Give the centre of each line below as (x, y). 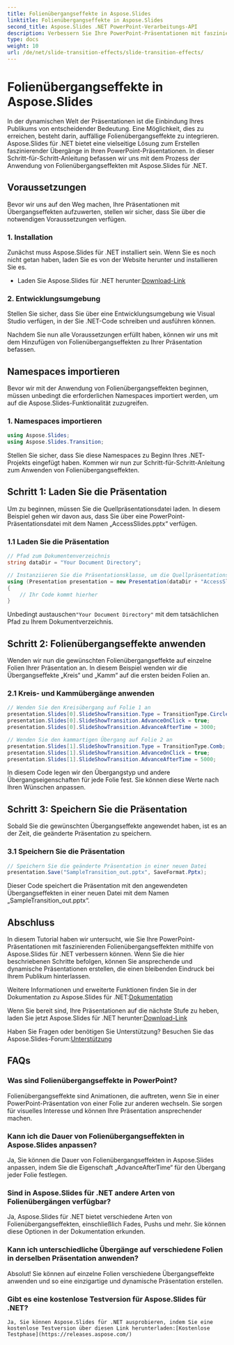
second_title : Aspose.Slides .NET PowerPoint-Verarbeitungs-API (102, 26)
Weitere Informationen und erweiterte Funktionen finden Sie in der (102, 990)
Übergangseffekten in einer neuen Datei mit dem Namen (88, 893)
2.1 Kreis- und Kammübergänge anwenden (81, 693)
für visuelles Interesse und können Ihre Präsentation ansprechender (104, 1110)
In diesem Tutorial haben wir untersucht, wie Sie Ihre (83, 939)
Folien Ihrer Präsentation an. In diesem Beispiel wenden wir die (97, 668)
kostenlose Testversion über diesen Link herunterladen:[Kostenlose (109, 1328)
